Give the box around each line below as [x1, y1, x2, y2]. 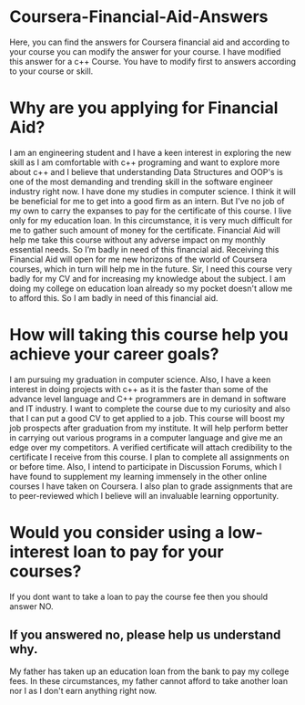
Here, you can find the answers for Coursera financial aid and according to [9, 36, 290, 47]
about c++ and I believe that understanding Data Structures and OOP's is [9, 166, 284, 177]
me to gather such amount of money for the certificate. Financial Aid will [9, 224, 280, 235]
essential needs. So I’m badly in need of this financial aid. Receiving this [9, 244, 280, 254]
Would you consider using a [9, 523, 225, 543]
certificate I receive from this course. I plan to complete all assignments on [9, 451, 290, 462]
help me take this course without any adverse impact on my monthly [9, 234, 266, 245]
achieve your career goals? [9, 344, 219, 365]
